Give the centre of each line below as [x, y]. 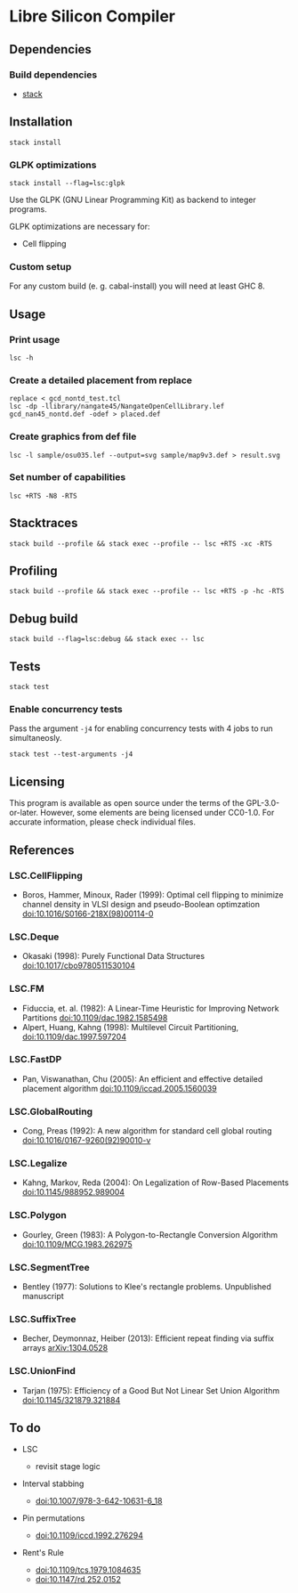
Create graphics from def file [73, 436]
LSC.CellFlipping [46, 875]
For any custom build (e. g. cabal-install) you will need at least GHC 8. [137, 286]
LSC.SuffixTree [43, 1319]
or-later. [24, 813]
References [42, 850]
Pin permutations [53, 1518]
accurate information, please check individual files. [103, 822]
